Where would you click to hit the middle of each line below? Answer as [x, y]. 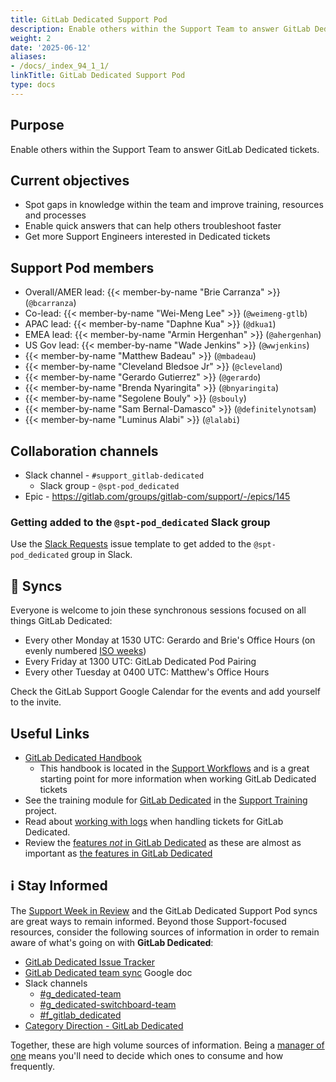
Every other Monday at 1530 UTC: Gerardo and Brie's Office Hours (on [170, 640]
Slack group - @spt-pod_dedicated [109, 485]
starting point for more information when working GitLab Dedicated [178, 778]
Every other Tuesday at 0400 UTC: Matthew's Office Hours [147, 672]
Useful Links [50, 733]
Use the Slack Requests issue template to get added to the [131, 544]
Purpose [37, 125]
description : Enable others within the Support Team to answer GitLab [160, 29]
